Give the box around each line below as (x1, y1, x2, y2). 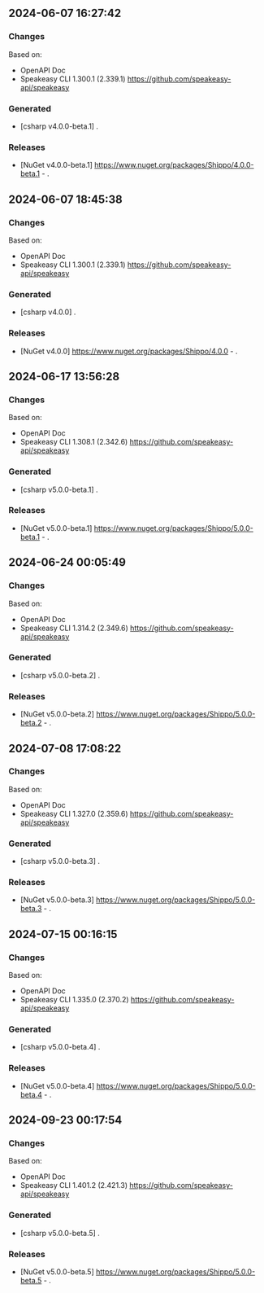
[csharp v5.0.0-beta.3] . (19, 857, 100, 866)
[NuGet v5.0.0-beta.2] (19, 709, 95, 719)
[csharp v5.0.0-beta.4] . (19, 1042, 101, 1052)
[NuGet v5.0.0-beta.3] (19, 895, 95, 905)
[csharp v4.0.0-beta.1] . (19, 121, 99, 131)
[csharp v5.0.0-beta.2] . (19, 670, 101, 680)
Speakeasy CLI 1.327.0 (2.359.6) (19, 809, 128, 818)
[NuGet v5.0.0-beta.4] (19, 1080, 95, 1090)
